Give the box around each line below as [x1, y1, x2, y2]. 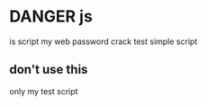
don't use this [9, 62, 88, 77]
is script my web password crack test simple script [9, 36, 198, 47]
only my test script [9, 85, 78, 96]
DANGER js [9, 6, 93, 27]
